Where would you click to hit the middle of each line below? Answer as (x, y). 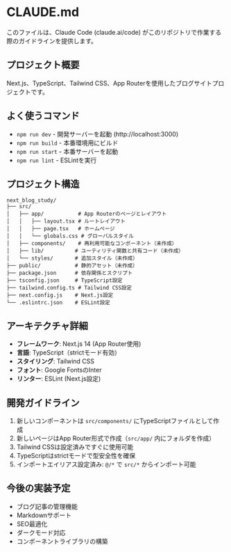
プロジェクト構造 (43, 184)
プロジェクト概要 (43, 65)
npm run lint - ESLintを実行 (57, 160)
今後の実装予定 (38, 488)
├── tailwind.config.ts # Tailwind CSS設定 (69, 288)
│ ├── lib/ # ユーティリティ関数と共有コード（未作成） (95, 251)
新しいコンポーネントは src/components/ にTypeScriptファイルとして (115, 421)
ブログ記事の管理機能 (47, 506)
